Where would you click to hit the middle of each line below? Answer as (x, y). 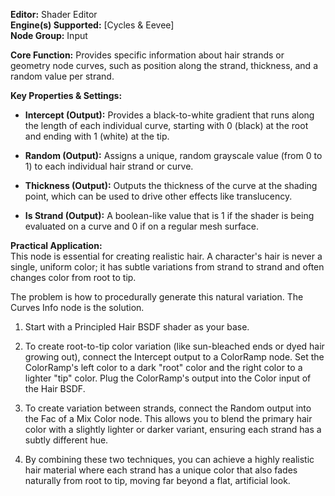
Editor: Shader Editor (54, 14)
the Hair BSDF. (55, 388)
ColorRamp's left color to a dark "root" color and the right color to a (163, 367)
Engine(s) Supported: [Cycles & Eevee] (92, 25)
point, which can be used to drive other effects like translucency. (158, 196)
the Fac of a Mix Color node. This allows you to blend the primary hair (168, 418)
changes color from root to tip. (73, 277)
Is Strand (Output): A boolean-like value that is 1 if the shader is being (169, 215)
